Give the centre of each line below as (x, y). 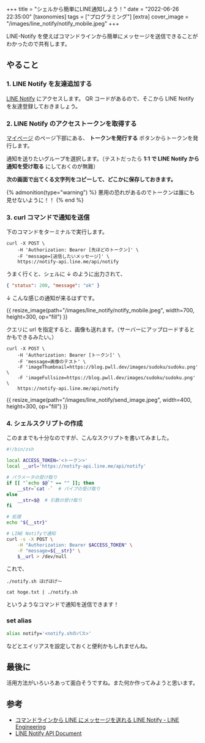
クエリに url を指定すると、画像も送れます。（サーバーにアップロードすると (100, 330)
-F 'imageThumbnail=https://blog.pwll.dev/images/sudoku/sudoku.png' (108, 367)
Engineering (30, 727)
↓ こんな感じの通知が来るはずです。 (52, 298)
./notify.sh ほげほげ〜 (34, 582)
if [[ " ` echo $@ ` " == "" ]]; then (50, 483)
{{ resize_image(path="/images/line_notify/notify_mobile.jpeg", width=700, (100, 311)
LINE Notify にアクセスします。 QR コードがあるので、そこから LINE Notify (100, 98)
